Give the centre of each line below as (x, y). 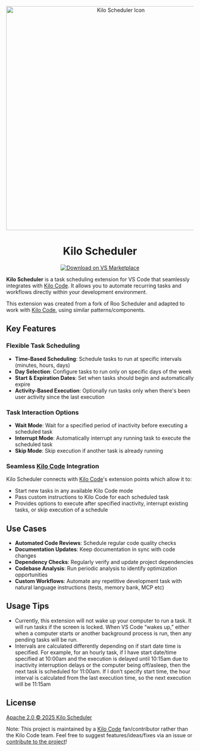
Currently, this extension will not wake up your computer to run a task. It (103, 620)
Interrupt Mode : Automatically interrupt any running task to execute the (103, 438)
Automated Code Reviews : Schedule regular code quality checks (96, 543)
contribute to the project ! (37, 741)
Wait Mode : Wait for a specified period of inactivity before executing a (101, 425)
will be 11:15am (33, 684)
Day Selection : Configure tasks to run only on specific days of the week (103, 371)
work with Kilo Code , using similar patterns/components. (76, 309)
